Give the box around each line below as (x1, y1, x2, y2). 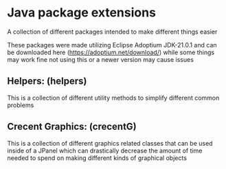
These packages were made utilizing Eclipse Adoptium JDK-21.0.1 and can (7, 41, 218, 49)
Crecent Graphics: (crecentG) (7, 121, 137, 133)
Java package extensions (7, 5, 157, 21)
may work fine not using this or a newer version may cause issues (7, 55, 194, 63)
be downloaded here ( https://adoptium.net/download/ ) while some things (7, 48, 215, 56)
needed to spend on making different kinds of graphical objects (7, 153, 188, 162)
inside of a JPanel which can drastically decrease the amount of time (7, 146, 203, 155)
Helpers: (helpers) (7, 76, 87, 87)
